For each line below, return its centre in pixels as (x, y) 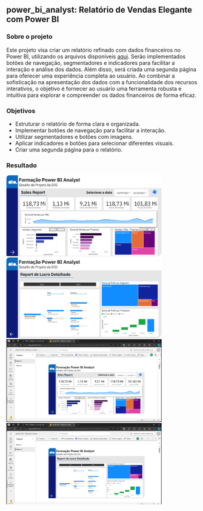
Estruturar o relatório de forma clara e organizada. (78, 124)
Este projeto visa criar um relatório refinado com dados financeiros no (93, 50)
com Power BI (33, 20)
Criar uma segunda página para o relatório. (69, 149)
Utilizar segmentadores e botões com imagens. (74, 136)
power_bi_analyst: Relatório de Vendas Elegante (99, 10)
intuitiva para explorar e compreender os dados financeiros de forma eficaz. (101, 95)
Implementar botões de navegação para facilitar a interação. (90, 130)
